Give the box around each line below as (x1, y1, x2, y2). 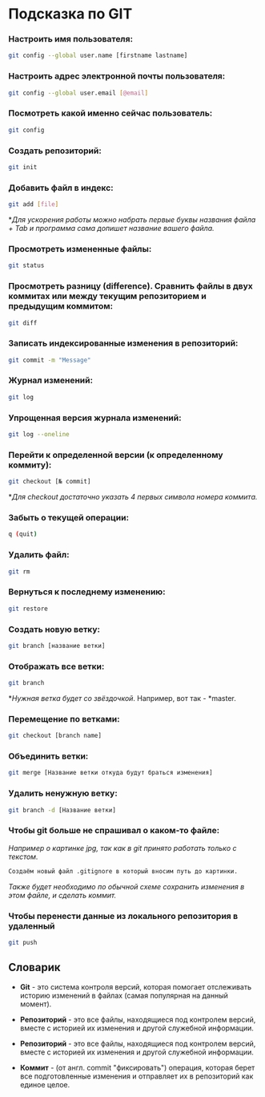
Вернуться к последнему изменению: (8, 586, 166, 597)
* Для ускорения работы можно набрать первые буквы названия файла (8, 215, 256, 225)
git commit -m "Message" (8, 356, 91, 364)
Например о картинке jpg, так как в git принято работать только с (8, 843, 237, 852)
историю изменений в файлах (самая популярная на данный (19, 990, 228, 1000)
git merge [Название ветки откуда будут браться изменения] (8, 769, 214, 777)
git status (8, 261, 45, 269)
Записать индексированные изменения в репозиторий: (8, 338, 239, 349)
